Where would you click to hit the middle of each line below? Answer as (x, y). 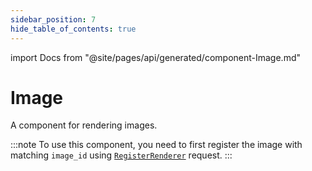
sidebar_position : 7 (53, 19)
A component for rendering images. (84, 125)
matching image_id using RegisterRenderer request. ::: (121, 155)
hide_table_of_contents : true (73, 29)
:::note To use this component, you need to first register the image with (156, 145)
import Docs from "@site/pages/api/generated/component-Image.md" (155, 57)
